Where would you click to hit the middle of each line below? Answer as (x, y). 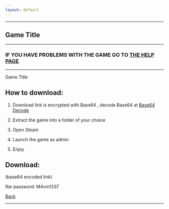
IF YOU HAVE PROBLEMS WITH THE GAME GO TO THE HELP (80, 55)
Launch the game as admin (40, 139)
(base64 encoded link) (29, 177)
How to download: (34, 93)
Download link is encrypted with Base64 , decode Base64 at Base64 (83, 105)
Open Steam (25, 130)
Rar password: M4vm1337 (32, 187)
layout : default (22, 10)
